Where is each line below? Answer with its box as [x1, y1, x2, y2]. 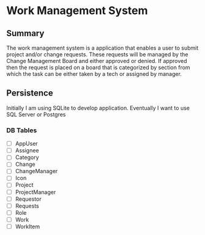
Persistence [6, 88, 53, 99]
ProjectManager [15, 188, 56, 196]
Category [15, 154, 39, 161]
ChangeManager [15, 168, 58, 175]
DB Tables [6, 126, 37, 135]
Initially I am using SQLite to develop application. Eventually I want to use [6, 104, 190, 111]
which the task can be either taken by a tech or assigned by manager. [6, 70, 182, 77]
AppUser [15, 140, 38, 147]
